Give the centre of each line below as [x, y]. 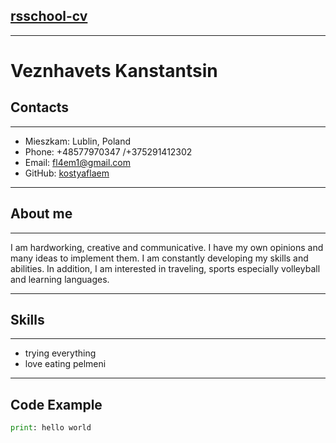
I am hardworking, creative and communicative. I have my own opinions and [167, 247]
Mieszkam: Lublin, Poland [78, 141]
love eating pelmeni [65, 364]
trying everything [60, 353]
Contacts [40, 107]
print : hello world [51, 428]
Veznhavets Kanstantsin [114, 71]
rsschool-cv [49, 16]
